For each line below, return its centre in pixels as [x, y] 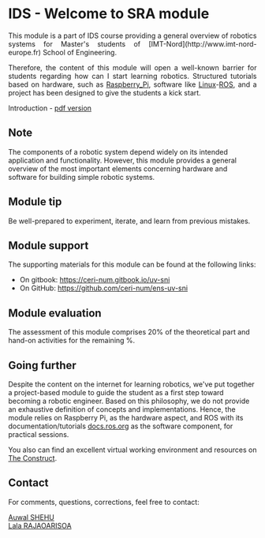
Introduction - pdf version [50, 108]
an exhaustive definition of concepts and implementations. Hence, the [122, 409]
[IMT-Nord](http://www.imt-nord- [203, 43]
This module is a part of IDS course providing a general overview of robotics [132, 35]
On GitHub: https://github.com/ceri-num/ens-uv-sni [103, 288]
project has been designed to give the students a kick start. [105, 92]
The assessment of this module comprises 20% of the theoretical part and [129, 332]
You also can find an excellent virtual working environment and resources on [132, 450]
